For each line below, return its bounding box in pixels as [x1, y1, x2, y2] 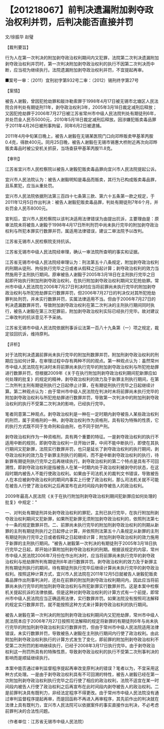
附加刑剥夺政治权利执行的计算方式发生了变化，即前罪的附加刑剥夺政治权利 [5, 636, 155, 642]
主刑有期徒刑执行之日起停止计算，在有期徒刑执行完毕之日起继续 [21, 382, 150, 388]
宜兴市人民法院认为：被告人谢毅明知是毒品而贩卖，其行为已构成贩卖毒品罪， [5, 176, 159, 182]
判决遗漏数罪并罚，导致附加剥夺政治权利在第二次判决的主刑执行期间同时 [5, 302, 150, 308]
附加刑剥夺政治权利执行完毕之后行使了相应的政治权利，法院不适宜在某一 [9, 677, 155, 683]
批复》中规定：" [5, 499, 38, 505]
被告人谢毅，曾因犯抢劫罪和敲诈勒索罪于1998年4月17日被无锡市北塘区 [5, 98, 146, 104]
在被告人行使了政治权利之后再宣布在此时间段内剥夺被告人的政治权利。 [5, 483, 146, 488]
